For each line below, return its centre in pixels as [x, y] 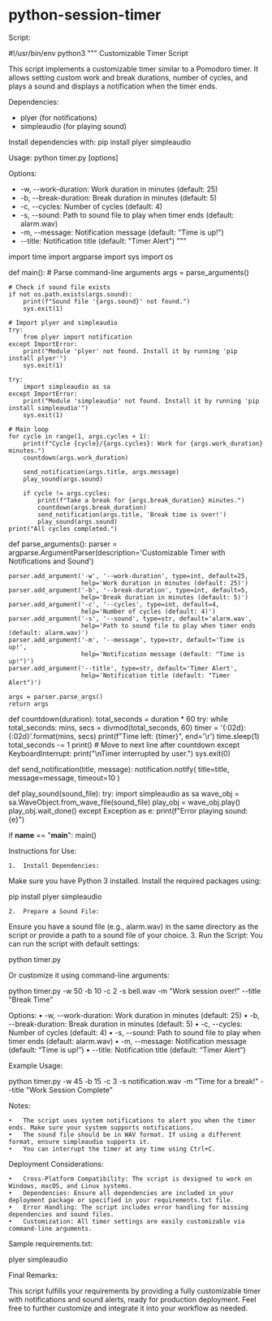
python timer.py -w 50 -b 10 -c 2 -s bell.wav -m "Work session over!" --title [135, 991]
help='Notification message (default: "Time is [163, 654]
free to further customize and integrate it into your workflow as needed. [128, 1308]
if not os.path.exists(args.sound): [70, 294]
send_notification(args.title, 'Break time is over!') [132, 514]
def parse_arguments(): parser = [63, 544]
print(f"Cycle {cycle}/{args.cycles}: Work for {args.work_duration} [143, 443]
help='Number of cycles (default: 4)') [149, 611]
